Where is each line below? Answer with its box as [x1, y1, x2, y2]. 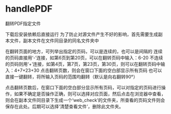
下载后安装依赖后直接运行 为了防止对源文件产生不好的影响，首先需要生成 [5, 31, 158, 37]
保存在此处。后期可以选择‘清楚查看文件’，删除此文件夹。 [5, 103, 124, 109]
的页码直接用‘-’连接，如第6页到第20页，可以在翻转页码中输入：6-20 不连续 [5, 54, 163, 61]
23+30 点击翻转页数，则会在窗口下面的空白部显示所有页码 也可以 [25, 67, 162, 73]
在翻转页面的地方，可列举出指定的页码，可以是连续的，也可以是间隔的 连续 [5, 48, 163, 54]
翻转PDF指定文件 [5, 20, 41, 26]
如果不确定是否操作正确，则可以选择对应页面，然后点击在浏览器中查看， [14, 91, 166, 97]
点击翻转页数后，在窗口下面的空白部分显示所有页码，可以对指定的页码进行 [5, 84, 161, 90]
